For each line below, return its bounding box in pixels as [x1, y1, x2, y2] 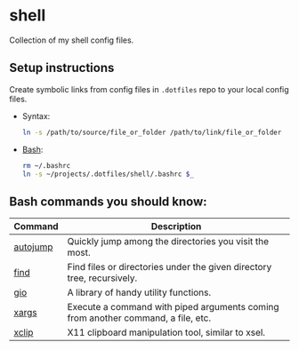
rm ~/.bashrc [21, 161, 71, 170]
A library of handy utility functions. [67, 286, 212, 298]
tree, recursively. [67, 272, 138, 284]
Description [150, 220, 202, 233]
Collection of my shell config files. [9, 35, 134, 45]
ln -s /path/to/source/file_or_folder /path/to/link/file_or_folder [21, 128, 282, 137]
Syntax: [21, 110, 51, 121]
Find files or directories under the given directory [67, 261, 272, 274]
